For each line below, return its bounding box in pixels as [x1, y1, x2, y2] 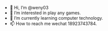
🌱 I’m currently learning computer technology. [9, 15, 104, 21]
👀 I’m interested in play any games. [9, 10, 81, 16]
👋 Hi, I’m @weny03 [9, 5, 49, 10]
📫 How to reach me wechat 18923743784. [9, 21, 97, 27]
